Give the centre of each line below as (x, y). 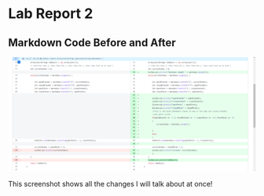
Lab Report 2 (51, 14)
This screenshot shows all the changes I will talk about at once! (110, 183)
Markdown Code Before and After (92, 43)
